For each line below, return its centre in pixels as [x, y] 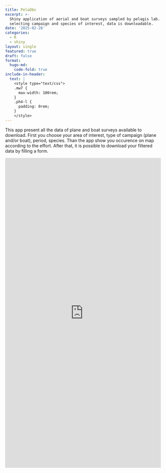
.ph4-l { [23, 102]
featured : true [21, 51]
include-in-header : [25, 74]
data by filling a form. [27, 151]
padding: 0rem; [34, 107]
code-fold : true [31, 70]
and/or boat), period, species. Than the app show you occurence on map [80, 140]
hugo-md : [19, 65]
